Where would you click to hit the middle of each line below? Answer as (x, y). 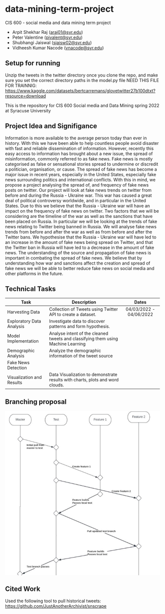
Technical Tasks (30, 289)
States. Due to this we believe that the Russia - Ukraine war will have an (78, 206)
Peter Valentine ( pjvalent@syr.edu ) (47, 37)
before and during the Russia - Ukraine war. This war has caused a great (79, 195)
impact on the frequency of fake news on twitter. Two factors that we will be (82, 211)
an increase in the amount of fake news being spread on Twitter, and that (79, 242)
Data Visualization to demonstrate (83, 374)
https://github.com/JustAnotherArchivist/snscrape (56, 606)
